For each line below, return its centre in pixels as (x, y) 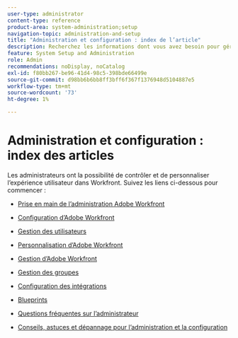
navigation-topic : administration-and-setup (74, 34)
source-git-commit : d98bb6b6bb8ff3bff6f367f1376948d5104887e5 (101, 80)
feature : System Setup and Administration (71, 54)
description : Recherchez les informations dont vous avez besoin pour (114, 47)
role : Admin (25, 60)
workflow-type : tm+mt (39, 86)
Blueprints (33, 299)
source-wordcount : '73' (42, 93)
